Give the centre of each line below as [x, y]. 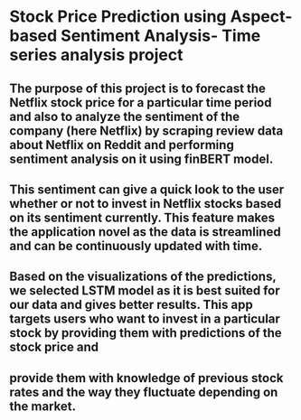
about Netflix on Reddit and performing [122, 145]
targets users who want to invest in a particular [145, 319]
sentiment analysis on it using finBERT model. [141, 159]
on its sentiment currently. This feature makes [142, 217]
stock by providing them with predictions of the [146, 333]
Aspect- [261, 17]
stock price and [54, 347]
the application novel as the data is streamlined [146, 232]
